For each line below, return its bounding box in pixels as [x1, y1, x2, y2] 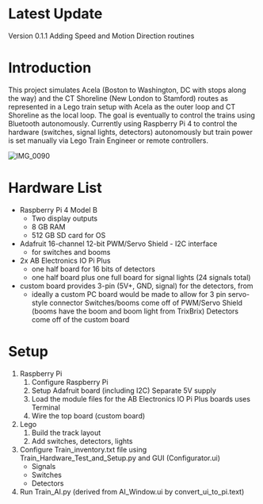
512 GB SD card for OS [31, 230, 106, 240]
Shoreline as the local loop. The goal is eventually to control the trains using [8, 110, 256, 120]
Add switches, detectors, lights [31, 436, 133, 445]
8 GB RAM [31, 221, 66, 231]
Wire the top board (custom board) [31, 410, 146, 421]
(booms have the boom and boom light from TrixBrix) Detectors [31, 306, 239, 316]
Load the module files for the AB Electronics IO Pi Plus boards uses [31, 394, 251, 403]
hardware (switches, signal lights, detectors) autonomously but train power [8, 127, 253, 137]
